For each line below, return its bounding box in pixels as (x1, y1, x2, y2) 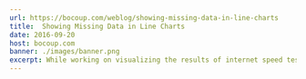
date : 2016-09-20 (9, 30, 76, 39)
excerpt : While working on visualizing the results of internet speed (9, 55, 283, 64)
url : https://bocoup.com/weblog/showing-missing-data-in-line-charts (9, 13, 280, 23)
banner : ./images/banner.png (9, 47, 120, 56)
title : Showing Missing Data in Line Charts (9, 22, 185, 31)
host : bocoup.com (9, 38, 76, 48)
